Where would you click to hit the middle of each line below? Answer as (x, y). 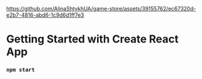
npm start (21, 70)
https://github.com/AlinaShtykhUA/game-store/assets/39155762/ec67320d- (101, 9)
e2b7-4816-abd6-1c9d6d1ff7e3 (45, 15)
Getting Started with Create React (93, 39)
